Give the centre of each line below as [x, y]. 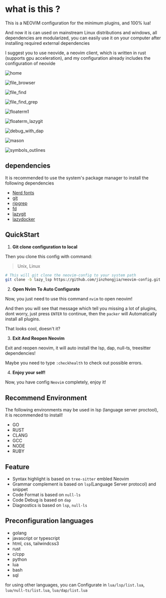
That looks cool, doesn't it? [33, 329]
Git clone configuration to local [45, 247]
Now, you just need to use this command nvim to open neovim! [69, 299]
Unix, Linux [29, 266]
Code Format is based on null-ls [46, 495]
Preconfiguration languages [49, 521]
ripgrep [20, 203]
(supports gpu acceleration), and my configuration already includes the [78, 58]
